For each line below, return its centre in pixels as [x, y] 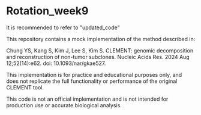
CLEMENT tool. [25, 87]
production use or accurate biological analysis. [64, 105]
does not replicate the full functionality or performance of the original [92, 81]
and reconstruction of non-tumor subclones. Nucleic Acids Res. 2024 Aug [98, 57]
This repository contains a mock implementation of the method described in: [101, 39]
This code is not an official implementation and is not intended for [87, 99]
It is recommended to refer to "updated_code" [63, 27]
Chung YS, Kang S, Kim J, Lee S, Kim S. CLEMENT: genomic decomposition [100, 50]
